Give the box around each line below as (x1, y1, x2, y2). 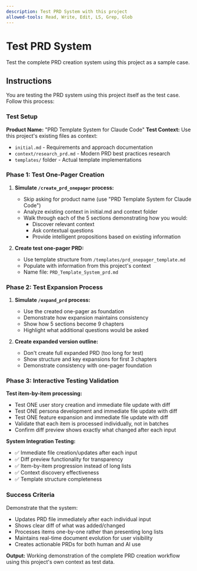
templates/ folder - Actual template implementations (14, 156, 142, 163)
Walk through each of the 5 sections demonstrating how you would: (23, 214, 188, 221)
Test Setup (6, 112, 38, 121)
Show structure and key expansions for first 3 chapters (23, 356, 157, 363)
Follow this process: (6, 98, 55, 105)
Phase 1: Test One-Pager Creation (6, 171, 105, 179)
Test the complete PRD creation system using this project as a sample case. (6, 59, 190, 66)
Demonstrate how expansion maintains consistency (23, 314, 149, 321)
